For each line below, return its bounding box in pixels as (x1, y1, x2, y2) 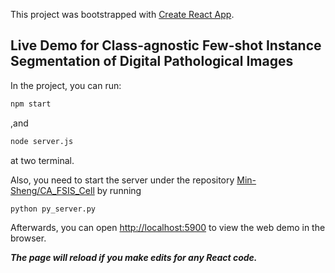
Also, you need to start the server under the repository (10, 174, 235, 186)
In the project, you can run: (10, 79, 122, 91)
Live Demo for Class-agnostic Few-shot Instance (10, 37, 322, 54)
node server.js (10, 136, 74, 146)
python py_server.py (10, 204, 97, 214)
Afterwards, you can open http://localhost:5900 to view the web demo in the (10, 222, 326, 234)
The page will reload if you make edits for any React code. (10, 252, 258, 264)
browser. (10, 232, 47, 244)
